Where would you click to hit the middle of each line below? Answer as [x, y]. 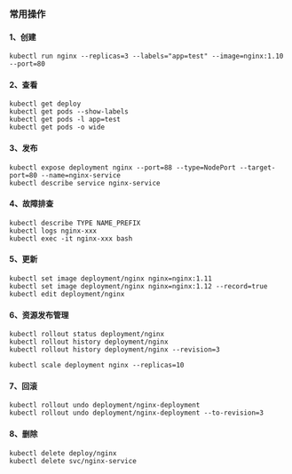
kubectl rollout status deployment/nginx [87, 335]
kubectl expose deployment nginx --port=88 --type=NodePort [123, 167]
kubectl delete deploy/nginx [63, 453]
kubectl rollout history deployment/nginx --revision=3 [114, 350]
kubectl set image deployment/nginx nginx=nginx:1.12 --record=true [138, 286]
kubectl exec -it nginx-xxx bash [71, 238]
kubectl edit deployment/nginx [67, 294]
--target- [257, 167]
